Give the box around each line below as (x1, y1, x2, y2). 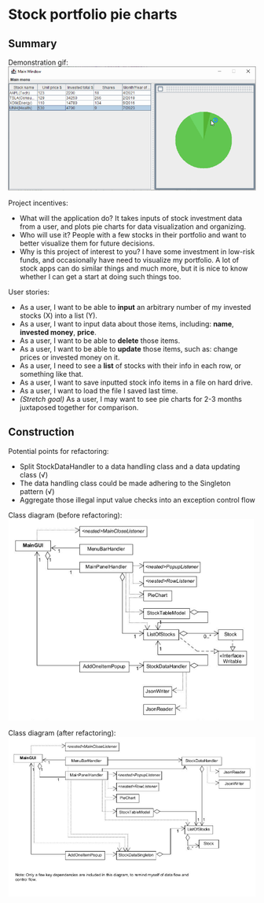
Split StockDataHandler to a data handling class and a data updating (19, 462, 240, 471)
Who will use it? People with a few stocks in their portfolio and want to (19, 230, 247, 239)
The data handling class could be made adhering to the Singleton (19, 478, 231, 488)
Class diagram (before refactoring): (8, 510, 123, 520)
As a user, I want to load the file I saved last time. (19, 386, 178, 395)
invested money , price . (19, 328, 97, 337)
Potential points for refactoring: (8, 446, 109, 455)
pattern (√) (19, 486, 55, 496)
